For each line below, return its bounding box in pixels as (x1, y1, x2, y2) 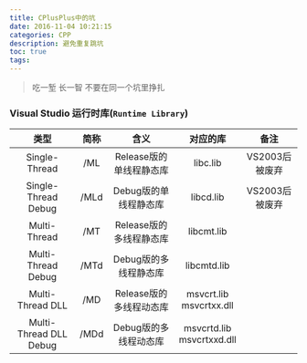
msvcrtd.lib (184, 322, 232, 335)
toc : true (9, 47, 48, 57)
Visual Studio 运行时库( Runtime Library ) (9, 107, 189, 119)
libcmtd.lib (185, 259, 230, 272)
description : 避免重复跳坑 (9, 38, 104, 48)
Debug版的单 (112, 184, 170, 197)
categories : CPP (9, 30, 71, 39)
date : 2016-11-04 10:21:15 (9, 22, 112, 31)
